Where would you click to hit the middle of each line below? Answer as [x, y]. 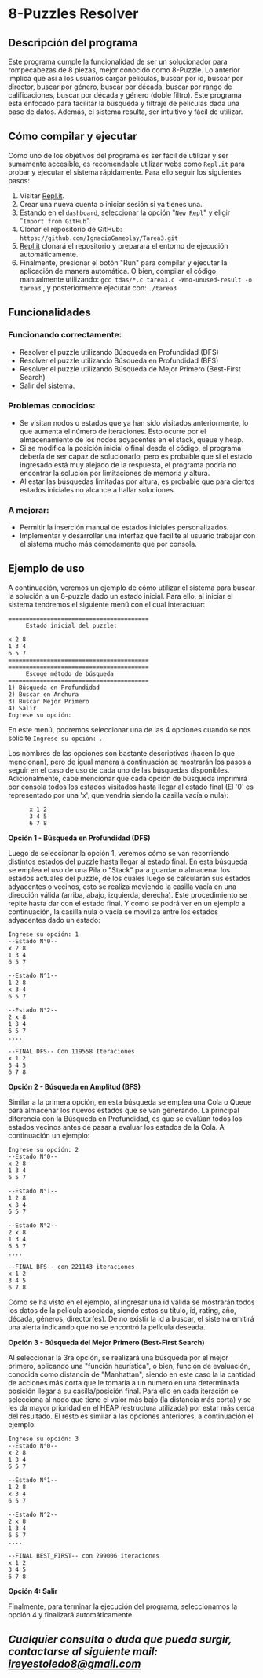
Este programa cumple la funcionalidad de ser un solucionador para [118, 61]
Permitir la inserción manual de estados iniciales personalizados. [124, 527]
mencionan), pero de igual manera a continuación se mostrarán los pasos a [130, 762]
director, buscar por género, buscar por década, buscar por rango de [120, 87]
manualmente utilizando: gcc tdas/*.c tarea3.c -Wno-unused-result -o [136, 279]
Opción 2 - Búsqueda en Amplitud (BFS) [75, 1086]
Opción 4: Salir [33, 1591]
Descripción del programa [73, 43]
